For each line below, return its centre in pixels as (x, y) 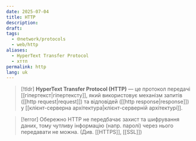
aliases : (17, 50)
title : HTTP (21, 17)
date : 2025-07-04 (28, 12)
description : (22, 23)
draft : (14, 28)
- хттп (20, 61)
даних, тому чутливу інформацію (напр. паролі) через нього (97, 126)
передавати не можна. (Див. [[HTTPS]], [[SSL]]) (81, 132)
